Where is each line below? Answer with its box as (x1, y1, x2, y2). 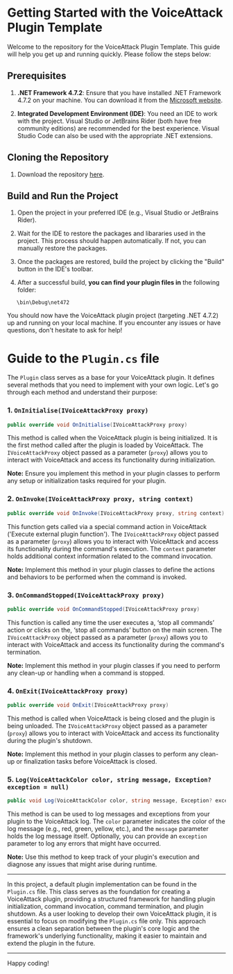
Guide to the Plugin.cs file (7, 351, 159, 366)
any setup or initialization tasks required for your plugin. (7, 477, 166, 485)
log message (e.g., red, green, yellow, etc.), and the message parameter (7, 825, 209, 833)
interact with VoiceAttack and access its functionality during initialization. (7, 456, 216, 464)
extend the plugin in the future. (7, 939, 96, 948)
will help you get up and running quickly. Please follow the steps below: (7, 50, 212, 58)
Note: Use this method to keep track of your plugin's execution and (7, 853, 200, 862)
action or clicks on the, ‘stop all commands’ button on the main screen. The (7, 625, 222, 634)
